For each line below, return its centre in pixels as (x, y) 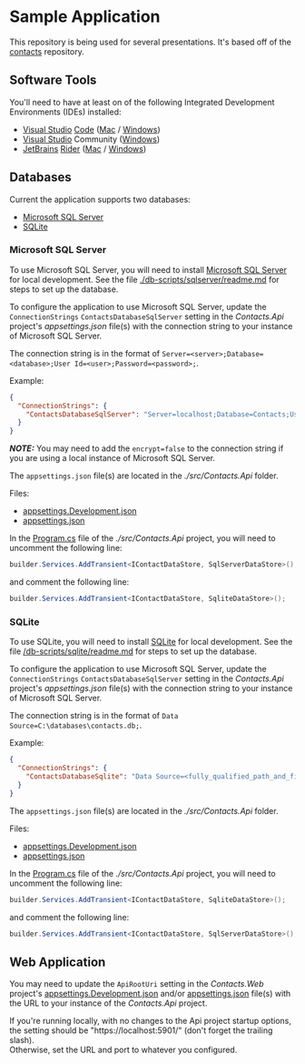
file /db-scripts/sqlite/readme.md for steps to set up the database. (133, 651)
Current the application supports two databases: (100, 199)
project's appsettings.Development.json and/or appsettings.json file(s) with (150, 994)
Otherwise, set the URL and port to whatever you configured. (123, 1050)
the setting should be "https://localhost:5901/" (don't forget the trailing (141, 1030)
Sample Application (85, 17)
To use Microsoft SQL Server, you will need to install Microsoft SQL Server (148, 269)
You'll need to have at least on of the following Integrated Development (142, 102)
